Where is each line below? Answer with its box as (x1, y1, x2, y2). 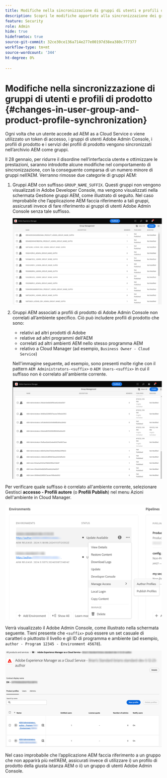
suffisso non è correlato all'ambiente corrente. (12, 371, 107, 377)
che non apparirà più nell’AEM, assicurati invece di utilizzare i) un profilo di (5, 758, 158, 764)
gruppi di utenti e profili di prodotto (5, 93, 153, 105)
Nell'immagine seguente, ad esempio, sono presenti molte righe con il (12, 361, 156, 367)
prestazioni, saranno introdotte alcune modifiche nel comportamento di (5, 162, 151, 168)
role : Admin (5, 24, 30, 29)
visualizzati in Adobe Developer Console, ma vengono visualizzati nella (12, 187, 158, 193)
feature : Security (5, 18, 43, 23)
